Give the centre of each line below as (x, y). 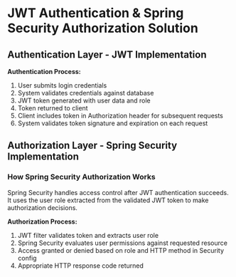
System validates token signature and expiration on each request (113, 123)
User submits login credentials (62, 85)
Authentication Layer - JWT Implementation (107, 54)
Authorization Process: (42, 221)
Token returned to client (53, 108)
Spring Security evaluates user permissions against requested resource (122, 243)
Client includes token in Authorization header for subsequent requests (120, 116)
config (27, 258)
